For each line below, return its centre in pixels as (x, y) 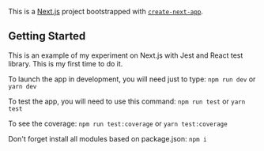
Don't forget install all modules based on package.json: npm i (107, 138)
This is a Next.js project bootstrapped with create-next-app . (106, 11)
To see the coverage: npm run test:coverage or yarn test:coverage (118, 123)
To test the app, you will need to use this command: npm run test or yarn (127, 101)
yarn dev (23, 86)
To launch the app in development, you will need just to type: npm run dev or (132, 79)
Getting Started (47, 36)
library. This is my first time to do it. (66, 63)
